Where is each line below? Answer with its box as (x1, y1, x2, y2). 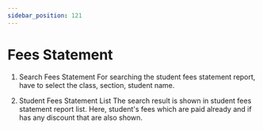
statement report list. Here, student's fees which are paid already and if (18, 104, 252, 113)
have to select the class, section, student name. (18, 80, 175, 90)
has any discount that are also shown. (18, 113, 143, 122)
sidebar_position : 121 (7, 11, 82, 20)
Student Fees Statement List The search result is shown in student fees (18, 96, 252, 105)
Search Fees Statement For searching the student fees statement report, (18, 72, 256, 82)
